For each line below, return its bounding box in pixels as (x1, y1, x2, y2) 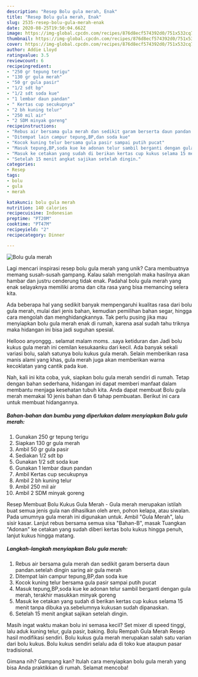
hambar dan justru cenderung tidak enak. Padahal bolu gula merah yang (6, 277, 182, 284)
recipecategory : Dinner (6, 232, 65, 238)
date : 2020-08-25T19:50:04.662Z (6, 25, 86, 31)
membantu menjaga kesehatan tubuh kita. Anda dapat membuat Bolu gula (6, 386, 186, 393)
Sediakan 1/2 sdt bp (15, 452, 63, 459)
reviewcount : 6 (6, 58, 44, 63)
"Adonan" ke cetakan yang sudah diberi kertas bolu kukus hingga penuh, (6, 526, 184, 533)
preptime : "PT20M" (6, 215, 52, 222)
